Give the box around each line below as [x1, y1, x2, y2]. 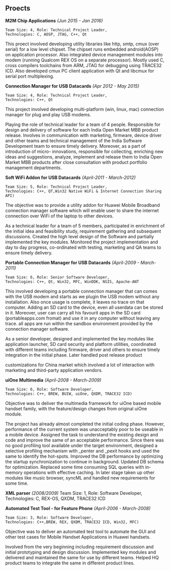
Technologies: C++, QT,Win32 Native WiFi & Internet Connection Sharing [5, 188, 162, 194]
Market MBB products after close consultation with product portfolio [5, 159, 148, 165]
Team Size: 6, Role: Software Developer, [5, 387, 94, 392]
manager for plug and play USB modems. [5, 111, 91, 117]
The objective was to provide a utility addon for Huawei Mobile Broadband [5, 202, 160, 208]
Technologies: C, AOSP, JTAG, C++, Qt [5, 31, 87, 37]
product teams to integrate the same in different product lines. [5, 560, 135, 566]
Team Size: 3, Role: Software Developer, [5, 515, 94, 520]
